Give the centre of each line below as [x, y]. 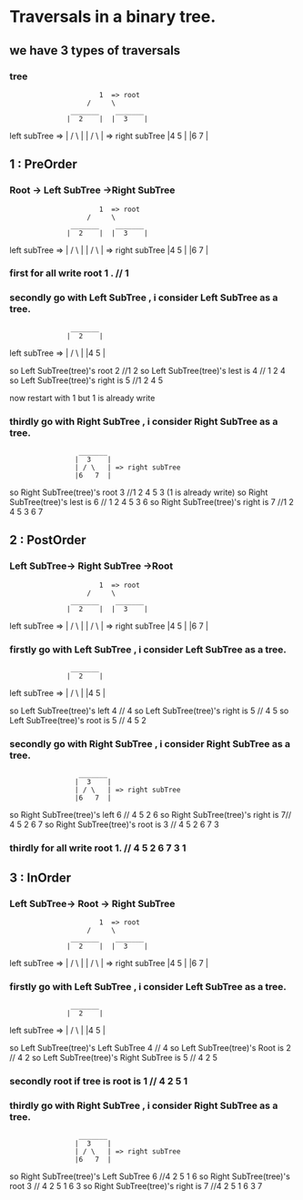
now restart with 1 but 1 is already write [82, 398]
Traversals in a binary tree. [113, 17]
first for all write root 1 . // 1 [69, 273]
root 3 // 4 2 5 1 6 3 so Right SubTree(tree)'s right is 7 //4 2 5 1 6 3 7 [136, 1186]
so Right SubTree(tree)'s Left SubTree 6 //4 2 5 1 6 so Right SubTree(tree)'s [150, 1176]
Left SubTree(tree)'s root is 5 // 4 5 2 [78, 721]
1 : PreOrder [43, 164]
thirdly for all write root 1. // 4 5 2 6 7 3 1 [98, 848]
